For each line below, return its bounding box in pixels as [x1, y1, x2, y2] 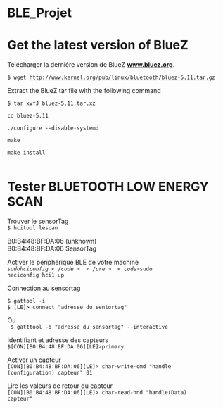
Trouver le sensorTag [7, 217, 69, 226]
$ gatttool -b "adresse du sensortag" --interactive [10, 324, 169, 331]
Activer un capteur [7, 355, 61, 364]
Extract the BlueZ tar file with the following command [7, 87, 161, 95]
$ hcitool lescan [7, 225, 58, 232]
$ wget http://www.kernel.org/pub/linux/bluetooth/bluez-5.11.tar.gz [7, 74, 216, 82]
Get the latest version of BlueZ [7, 37, 189, 54]
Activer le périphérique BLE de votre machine [7, 258, 139, 267]
